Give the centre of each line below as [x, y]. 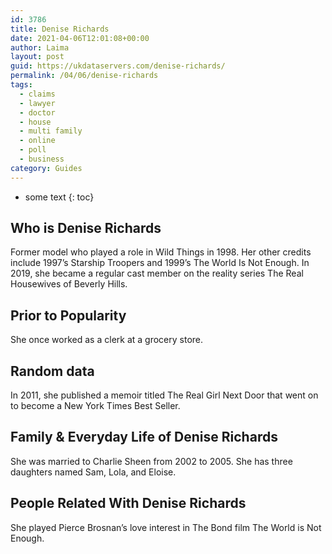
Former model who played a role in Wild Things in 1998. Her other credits [161, 252]
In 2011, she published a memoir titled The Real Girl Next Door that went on [164, 395]
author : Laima [40, 47]
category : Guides [46, 168]
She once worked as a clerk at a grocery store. [107, 340]
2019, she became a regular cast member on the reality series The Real [157, 273]
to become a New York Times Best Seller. [95, 406]
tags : [21, 85]
